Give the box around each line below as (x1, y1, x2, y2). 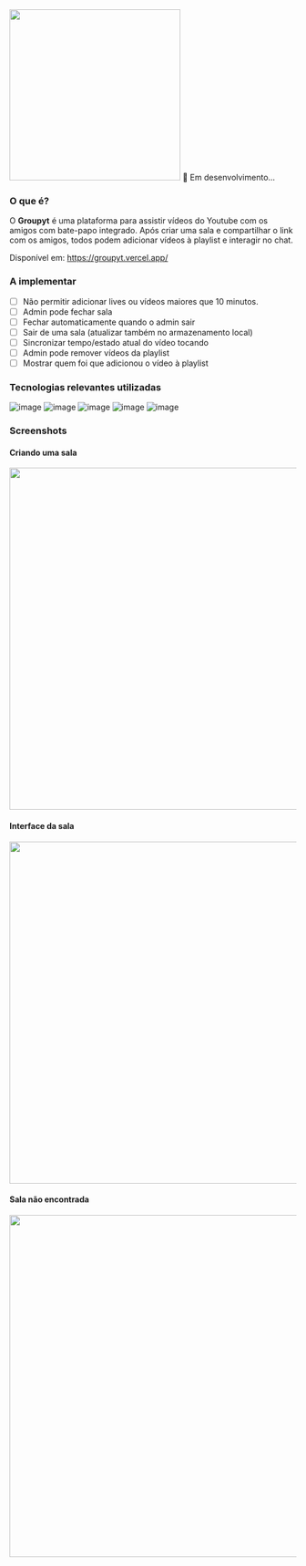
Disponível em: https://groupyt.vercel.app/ (9, 253, 168, 264)
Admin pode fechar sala (22, 306, 113, 317)
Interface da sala (9, 821, 75, 832)
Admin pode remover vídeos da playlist (22, 347, 170, 358)
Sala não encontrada (9, 1194, 89, 1205)
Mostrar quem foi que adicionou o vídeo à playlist (22, 358, 209, 368)
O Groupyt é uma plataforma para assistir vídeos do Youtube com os (9, 215, 269, 226)
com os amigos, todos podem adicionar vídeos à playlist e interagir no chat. (9, 234, 293, 245)
